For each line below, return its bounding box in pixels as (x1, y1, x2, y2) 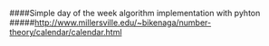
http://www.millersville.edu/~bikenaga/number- (34, 17, 212, 28)
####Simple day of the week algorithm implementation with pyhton (9, 8, 261, 18)
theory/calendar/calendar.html (9, 27, 122, 37)
